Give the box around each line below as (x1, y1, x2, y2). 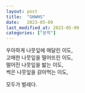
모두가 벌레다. (6, 81, 38, 88)
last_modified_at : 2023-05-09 (6, 24, 80, 31)
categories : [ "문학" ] (6, 30, 56, 36)
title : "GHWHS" (6, 14, 45, 20)
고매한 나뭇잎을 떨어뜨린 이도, (6, 54, 73, 61)
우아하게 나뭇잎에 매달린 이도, (6, 47, 73, 54)
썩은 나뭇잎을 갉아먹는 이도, (6, 69, 69, 76)
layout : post (6, 8, 38, 15)
